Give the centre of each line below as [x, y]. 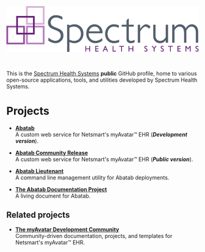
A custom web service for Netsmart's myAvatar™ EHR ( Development [101, 134]
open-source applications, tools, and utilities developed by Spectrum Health [102, 80]
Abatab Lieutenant [39, 171]
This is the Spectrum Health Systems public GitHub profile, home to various [102, 73]
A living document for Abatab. [53, 196]
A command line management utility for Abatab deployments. [92, 178]
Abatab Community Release [52, 153]
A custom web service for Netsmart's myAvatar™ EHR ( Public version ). [104, 159]
